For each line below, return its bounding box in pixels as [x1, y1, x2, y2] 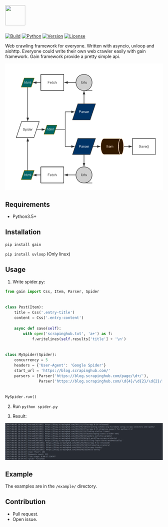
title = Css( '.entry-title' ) [14, 310, 75, 315]
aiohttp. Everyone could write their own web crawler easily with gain [5, 48, 146, 54]
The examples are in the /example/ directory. [5, 483, 97, 489]
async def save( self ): [14, 325, 61, 331]
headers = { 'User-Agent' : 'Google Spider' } [14, 362, 106, 367]
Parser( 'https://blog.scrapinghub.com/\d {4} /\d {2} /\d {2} [38, 378, 160, 383]
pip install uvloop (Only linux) [5, 250, 71, 257]
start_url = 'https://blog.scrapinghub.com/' [14, 368, 111, 373]
